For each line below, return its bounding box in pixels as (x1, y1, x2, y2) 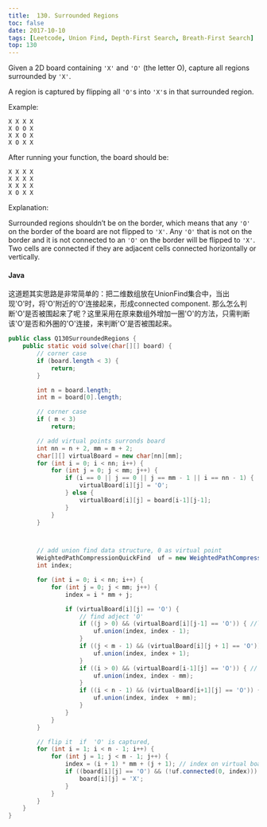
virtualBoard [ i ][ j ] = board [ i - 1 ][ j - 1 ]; (79, 496, 212, 504)
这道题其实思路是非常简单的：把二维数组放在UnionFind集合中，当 (8, 289, 223, 298)
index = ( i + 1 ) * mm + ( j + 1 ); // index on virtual (64, 760, 247, 768)
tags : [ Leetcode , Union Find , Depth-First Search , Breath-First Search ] (8, 33, 254, 42)
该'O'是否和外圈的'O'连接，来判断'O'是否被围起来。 (8, 319, 176, 329)
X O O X (8, 125, 34, 133)
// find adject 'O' (79, 612, 145, 621)
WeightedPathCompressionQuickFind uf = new (37, 554, 187, 562)
